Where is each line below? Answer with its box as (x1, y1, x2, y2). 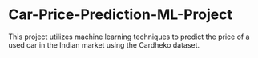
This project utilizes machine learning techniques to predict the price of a (8, 32, 250, 41)
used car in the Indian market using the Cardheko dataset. (8, 40, 200, 49)
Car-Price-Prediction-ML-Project (8, 6, 232, 24)
